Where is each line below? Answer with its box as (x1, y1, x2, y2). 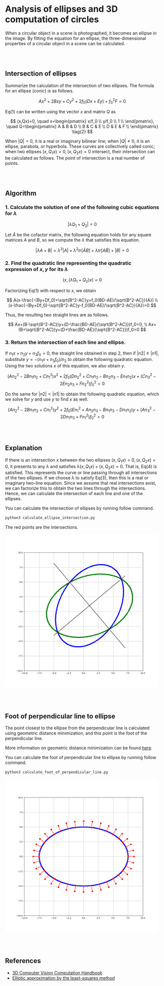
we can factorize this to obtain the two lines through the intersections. (5, 485, 146, 492)
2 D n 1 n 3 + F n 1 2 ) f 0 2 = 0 (60, 413, 104, 421)
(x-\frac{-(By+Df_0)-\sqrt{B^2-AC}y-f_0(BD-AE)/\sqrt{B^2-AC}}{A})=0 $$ (8, 302, 157, 308)
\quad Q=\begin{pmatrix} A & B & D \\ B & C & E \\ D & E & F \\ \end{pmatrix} (6, 124, 159, 130)
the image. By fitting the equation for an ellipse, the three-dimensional (5, 35, 146, 41)
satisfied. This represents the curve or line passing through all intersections (5, 470, 158, 476)
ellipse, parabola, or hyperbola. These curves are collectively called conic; (5, 143, 155, 149)
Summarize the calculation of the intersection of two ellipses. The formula (5, 82, 154, 88)
